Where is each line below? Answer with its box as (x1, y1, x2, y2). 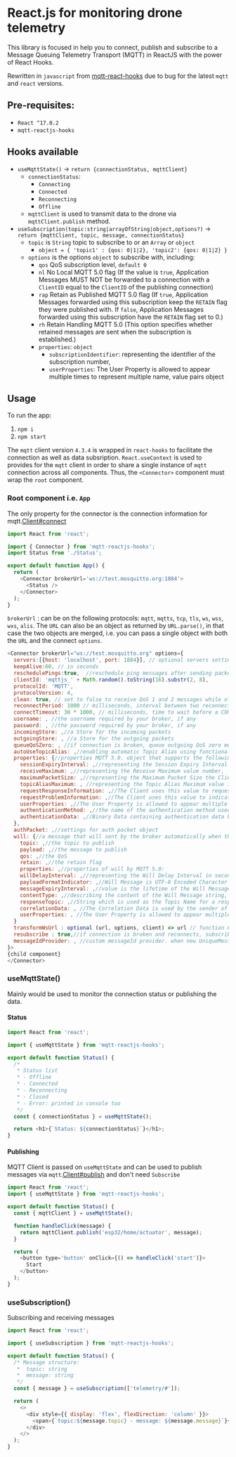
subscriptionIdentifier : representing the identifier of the (48, 350, 216, 358)
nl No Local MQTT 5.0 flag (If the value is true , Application (38, 268, 209, 276)
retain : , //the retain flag (20, 859, 102, 866)
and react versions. (7, 79, 65, 87)
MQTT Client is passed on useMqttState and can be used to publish (7, 1163, 202, 1171)
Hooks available (7, 146, 79, 158)
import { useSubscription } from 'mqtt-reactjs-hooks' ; (7, 1340, 174, 1347)
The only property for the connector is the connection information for (7, 509, 208, 518)
